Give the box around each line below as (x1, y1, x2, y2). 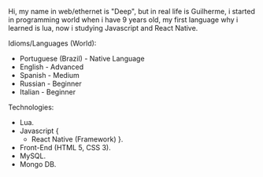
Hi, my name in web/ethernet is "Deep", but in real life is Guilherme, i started (8, 7, 256, 16)
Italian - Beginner (19, 87, 76, 97)
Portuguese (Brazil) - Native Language (19, 54, 145, 63)
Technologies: (8, 102, 54, 112)
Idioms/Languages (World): (8, 39, 97, 48)
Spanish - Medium (19, 71, 80, 79)
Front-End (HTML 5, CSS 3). (19, 143, 112, 152)
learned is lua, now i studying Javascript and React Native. (8, 24, 198, 32)
